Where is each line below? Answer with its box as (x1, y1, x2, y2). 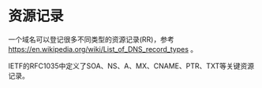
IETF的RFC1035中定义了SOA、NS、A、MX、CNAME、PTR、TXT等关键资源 (8, 60, 255, 71)
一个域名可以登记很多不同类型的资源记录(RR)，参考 (8, 35, 175, 44)
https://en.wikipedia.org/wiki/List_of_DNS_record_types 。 (8, 44, 198, 53)
